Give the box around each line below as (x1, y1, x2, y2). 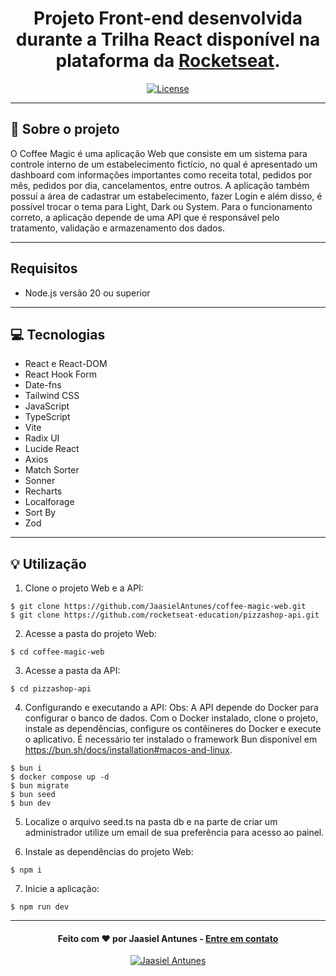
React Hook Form (24, 368, 97, 381)
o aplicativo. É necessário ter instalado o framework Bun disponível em (24, 733, 318, 746)
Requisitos (10, 260, 78, 277)
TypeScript (24, 411, 71, 423)
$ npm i (10, 865, 43, 876)
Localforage (24, 496, 75, 508)
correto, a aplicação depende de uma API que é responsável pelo (10, 211, 280, 223)
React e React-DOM (24, 358, 108, 370)
